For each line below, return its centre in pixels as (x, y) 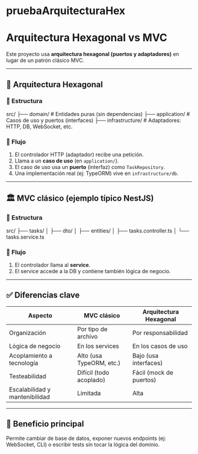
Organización (27, 333)
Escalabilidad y (30, 389)
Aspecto (40, 315)
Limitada (89, 393)
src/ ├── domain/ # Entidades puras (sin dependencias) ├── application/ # (98, 114)
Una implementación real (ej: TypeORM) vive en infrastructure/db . (96, 173)
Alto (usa (90, 356)
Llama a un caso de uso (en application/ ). (67, 161)
